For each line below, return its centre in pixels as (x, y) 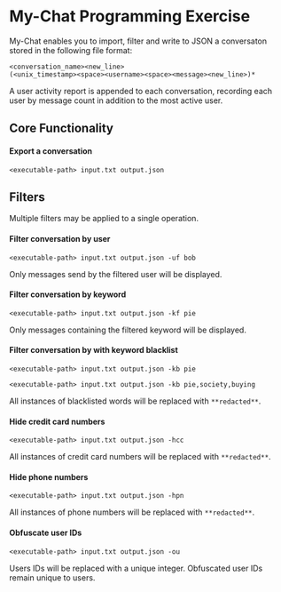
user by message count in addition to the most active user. (116, 100)
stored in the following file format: (71, 50)
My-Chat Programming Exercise (130, 16)
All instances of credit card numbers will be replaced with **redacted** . (140, 457)
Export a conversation (51, 151)
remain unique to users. (52, 577)
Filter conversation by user (60, 238)
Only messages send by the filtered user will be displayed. (116, 274)
